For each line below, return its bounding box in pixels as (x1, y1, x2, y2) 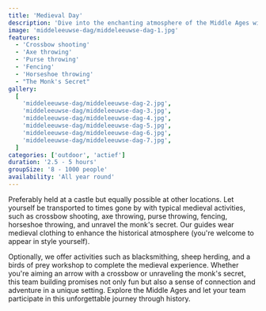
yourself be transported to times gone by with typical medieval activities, (8, 203, 245, 212)
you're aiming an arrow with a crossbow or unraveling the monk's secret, (8, 268, 246, 278)
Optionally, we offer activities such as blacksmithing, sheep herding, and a (8, 252, 251, 261)
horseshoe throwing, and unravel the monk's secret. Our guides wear (8, 219, 235, 229)
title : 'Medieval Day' (8, 11, 83, 20)
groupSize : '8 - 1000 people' (8, 166, 108, 174)
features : (8, 33, 41, 42)
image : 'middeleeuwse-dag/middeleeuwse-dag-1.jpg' (8, 26, 179, 34)
